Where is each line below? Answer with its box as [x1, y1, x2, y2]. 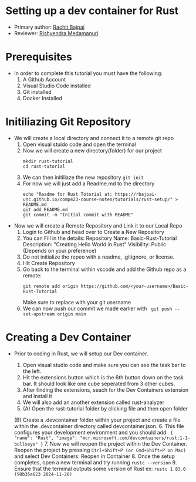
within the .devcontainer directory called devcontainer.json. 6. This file [13, 422, 184, 429]
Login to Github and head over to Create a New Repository [22, 228, 165, 235]
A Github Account [22, 76, 66, 83]
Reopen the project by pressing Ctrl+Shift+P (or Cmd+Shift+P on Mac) [13, 446, 186, 453]
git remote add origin [22, 283, 79, 289]
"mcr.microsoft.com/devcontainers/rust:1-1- [79, 435, 191, 441]
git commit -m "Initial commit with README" [22, 212, 134, 218]
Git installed [22, 88, 52, 95]
